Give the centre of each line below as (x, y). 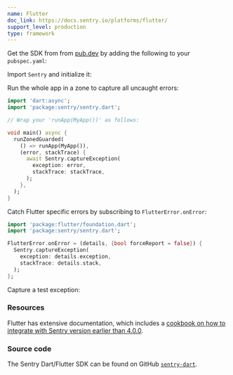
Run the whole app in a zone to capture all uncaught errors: (93, 88)
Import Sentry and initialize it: (49, 74)
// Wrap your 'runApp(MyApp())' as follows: (73, 120)
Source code (29, 348)
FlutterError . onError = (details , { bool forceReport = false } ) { (105, 244)
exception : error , (59, 166)
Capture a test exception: (44, 289)
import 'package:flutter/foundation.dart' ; (72, 224)
